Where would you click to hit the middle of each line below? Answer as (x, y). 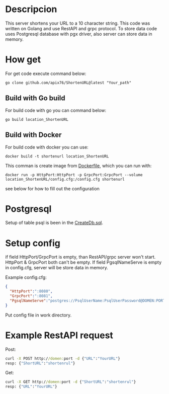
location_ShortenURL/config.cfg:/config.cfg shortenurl (65, 179)
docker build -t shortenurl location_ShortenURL (57, 156)
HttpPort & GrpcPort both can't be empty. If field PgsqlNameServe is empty (83, 262)
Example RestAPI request (59, 335)
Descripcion (31, 9)
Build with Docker (33, 135)
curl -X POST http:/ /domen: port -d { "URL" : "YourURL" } (63, 358)
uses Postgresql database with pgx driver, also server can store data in (79, 34)
